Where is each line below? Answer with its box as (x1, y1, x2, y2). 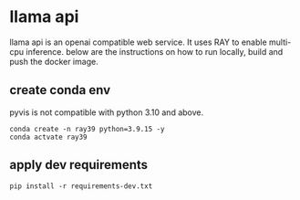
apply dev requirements (9, 157, 149, 173)
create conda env (9, 82, 111, 98)
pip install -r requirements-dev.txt (9, 181, 153, 191)
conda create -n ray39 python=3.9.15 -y (9, 124, 166, 133)
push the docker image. (9, 56, 98, 67)
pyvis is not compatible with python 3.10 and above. (9, 107, 203, 118)
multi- (268, 37, 292, 47)
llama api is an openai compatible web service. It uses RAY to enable (9, 37, 267, 47)
